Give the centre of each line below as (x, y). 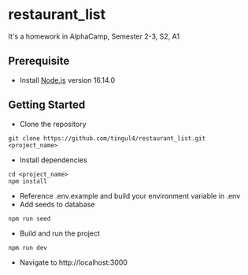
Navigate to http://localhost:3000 (74, 262)
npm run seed (30, 218)
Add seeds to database (57, 204)
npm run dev (28, 247)
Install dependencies (54, 160)
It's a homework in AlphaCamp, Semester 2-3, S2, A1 (94, 36)
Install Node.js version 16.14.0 (67, 80)
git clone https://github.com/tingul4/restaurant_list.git (107, 138)
